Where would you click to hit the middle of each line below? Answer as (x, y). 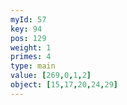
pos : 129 (28, 38)
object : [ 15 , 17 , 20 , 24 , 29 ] (64, 85)
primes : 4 (31, 57)
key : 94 (26, 29)
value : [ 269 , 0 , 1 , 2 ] (51, 76)
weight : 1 (31, 47)
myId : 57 (28, 19)
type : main (33, 66)
